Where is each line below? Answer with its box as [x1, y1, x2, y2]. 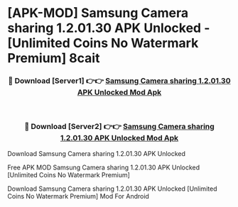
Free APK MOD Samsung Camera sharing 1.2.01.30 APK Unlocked [7, 163, 200, 172]
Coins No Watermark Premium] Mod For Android [7, 191, 149, 200]
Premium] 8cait [7, 50, 100, 67]
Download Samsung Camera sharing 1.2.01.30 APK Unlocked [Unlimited [7, 184, 217, 193]
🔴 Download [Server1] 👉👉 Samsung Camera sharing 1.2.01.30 [8, 76, 231, 86]
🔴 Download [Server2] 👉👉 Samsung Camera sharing [24, 122, 215, 132]
